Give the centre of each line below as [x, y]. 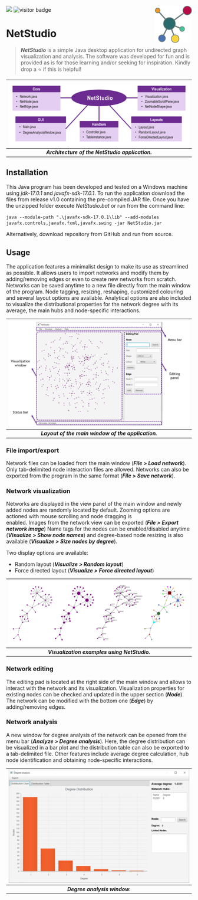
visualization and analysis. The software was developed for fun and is [105, 56]
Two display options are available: [47, 553]
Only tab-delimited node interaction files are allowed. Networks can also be [98, 470]
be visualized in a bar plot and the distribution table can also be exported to [98, 747]
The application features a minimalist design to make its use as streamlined [97, 267]
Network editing [30, 669]
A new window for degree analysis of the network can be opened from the [97, 735]
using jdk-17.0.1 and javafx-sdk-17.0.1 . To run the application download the [95, 193]
